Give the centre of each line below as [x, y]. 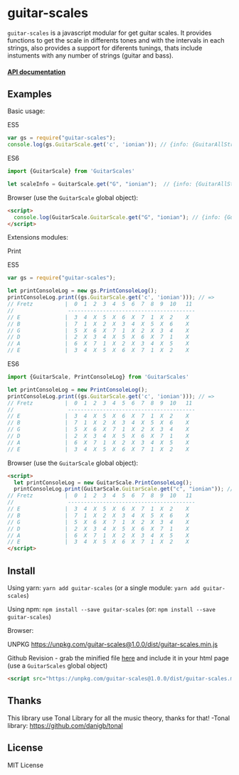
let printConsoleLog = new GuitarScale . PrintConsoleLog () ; [103, 482]
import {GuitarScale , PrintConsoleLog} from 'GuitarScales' [99, 377]
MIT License [26, 765]
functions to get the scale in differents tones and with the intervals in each [116, 40]
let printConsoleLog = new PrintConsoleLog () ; [78, 390]
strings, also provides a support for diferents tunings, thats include [105, 48]
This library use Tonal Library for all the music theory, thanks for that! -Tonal [118, 718]
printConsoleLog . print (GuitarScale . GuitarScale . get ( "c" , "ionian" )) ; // [124, 489]
